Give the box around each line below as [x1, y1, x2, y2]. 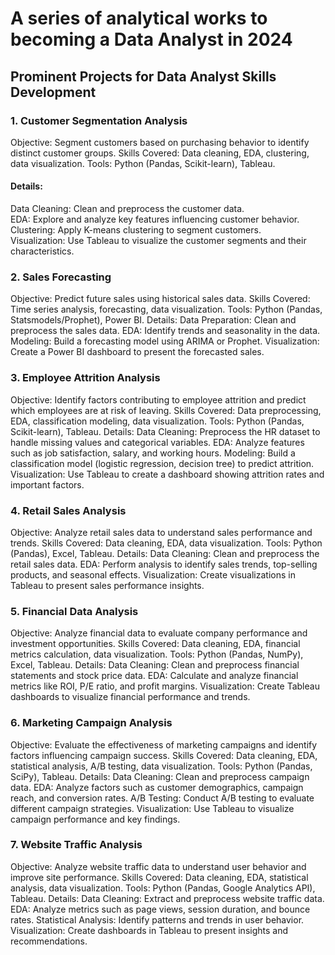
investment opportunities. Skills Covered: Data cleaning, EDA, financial [10, 638, 301, 650]
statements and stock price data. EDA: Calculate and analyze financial [10, 670, 299, 682]
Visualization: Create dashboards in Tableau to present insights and [10, 924, 289, 936]
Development [10, 83, 97, 101]
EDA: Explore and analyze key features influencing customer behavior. [10, 213, 300, 226]
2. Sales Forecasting [10, 270, 112, 284]
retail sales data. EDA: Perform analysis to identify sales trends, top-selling [10, 558, 318, 570]
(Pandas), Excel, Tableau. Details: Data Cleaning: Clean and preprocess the [10, 547, 320, 559]
